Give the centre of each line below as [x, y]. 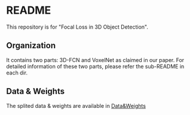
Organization [31, 46]
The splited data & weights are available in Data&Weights [76, 105]
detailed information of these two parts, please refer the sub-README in [95, 66]
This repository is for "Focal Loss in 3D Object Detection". [77, 27]
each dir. [17, 73]
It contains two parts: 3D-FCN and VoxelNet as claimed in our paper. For [95, 60]
